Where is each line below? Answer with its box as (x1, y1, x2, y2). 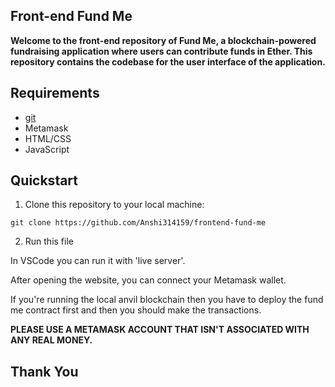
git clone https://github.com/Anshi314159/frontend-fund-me (10, 218, 267, 228)
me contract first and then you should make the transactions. (10, 304, 262, 316)
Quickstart (10, 172, 79, 189)
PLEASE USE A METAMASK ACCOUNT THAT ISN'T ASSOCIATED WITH (10, 324, 310, 336)
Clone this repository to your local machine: (24, 199, 205, 211)
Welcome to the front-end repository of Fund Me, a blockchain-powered (10, 34, 317, 46)
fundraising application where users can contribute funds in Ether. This (10, 45, 313, 57)
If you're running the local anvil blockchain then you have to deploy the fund (10, 294, 324, 306)
